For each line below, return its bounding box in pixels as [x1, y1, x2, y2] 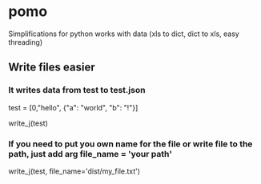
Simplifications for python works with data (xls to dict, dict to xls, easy [8, 29, 240, 38]
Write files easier [8, 61, 95, 74]
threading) [8, 37, 42, 46]
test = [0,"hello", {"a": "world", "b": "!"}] [8, 102, 139, 112]
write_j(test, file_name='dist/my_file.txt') [8, 166, 141, 176]
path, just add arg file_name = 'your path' [8, 148, 172, 159]
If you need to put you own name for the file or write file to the [8, 138, 253, 150]
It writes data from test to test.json [8, 85, 146, 96]
